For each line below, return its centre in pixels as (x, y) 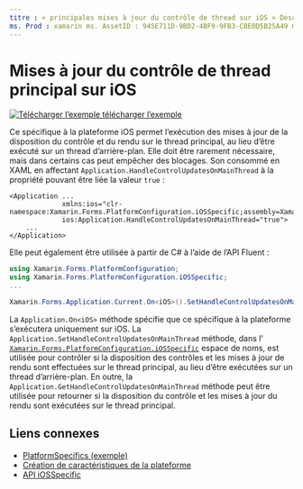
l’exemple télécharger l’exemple (123, 114)
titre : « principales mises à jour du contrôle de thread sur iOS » (143, 18)
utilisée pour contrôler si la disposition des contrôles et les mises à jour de (147, 358)
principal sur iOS (73, 90)
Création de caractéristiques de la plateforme (107, 465)
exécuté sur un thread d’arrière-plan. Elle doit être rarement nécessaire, (142, 151)
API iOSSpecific (51, 475)
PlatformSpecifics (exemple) (75, 455)
